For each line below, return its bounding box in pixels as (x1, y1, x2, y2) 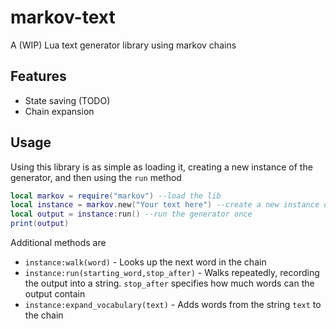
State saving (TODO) (24, 94, 111, 106)
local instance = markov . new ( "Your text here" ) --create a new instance (10, 200, 320, 210)
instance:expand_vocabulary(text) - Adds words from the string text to (24, 299, 322, 311)
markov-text (10, 6, 116, 29)
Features (10, 68, 67, 85)
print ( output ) (10, 219, 70, 229)
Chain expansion (24, 105, 95, 117)
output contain (24, 288, 86, 300)
